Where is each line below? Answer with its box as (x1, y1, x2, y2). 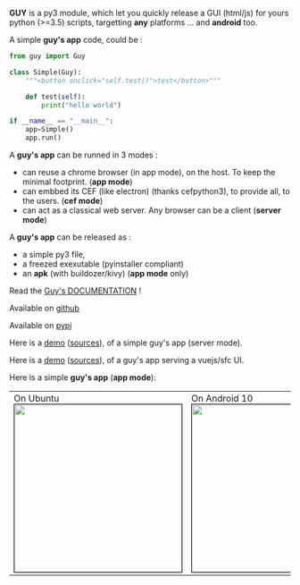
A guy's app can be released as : (9, 232, 132, 242)
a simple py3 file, (21, 250, 86, 259)
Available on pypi (9, 320, 72, 330)
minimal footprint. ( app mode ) (21, 176, 133, 187)
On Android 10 (191, 393, 254, 404)
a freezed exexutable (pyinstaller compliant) (21, 259, 185, 269)
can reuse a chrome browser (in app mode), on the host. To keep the (21, 167, 276, 177)
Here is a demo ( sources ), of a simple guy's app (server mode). (9, 337, 243, 348)
